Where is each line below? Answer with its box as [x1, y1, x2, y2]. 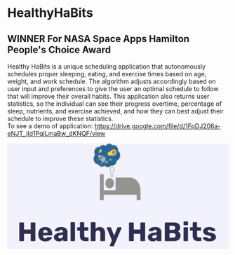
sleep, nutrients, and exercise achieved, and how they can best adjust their [7, 107, 224, 115]
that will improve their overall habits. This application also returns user [7, 92, 210, 100]
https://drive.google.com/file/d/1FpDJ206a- [94, 122, 221, 130]
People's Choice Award [7, 43, 112, 55]
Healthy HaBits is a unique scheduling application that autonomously [7, 62, 206, 71]
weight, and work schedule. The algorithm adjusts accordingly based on [7, 77, 216, 85]
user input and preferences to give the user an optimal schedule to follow [7, 85, 219, 92]
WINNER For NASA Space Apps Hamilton [7, 33, 190, 45]
